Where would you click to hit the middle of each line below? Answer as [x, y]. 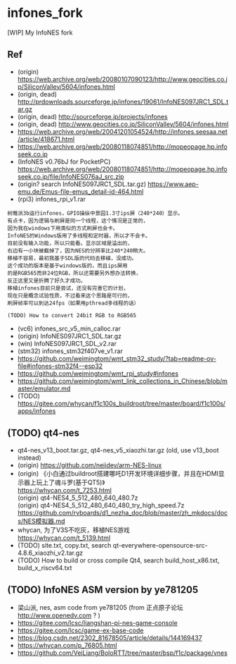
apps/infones [37, 411]
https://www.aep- [173, 184]
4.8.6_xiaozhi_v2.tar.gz [50, 553]
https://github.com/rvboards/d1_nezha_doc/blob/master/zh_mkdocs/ [117, 512]
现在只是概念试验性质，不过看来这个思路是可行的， [70, 295]
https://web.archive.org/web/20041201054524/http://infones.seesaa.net [123, 131]
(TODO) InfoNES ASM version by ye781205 [103, 590]
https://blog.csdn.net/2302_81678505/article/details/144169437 [110, 638]
